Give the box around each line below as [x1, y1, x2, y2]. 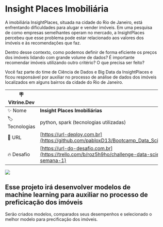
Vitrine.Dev [8, 99, 35, 106]
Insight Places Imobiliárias [40, 107, 102, 114]
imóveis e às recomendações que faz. [5, 40, 81, 45]
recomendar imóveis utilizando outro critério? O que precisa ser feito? [5, 60, 145, 65]
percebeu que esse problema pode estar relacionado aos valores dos [5, 35, 144, 41]
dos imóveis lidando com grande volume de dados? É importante [5, 54, 135, 60]
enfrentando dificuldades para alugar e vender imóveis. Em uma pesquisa [5, 24, 153, 30]
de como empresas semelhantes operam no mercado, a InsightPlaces [5, 30, 145, 35]
